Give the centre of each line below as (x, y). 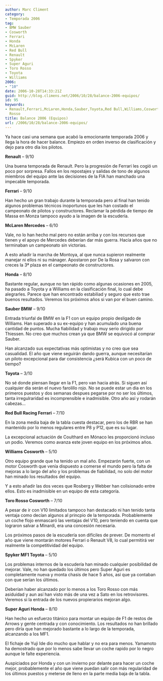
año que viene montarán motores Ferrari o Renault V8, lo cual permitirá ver (80, 540)
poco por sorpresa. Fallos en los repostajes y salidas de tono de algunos (78, 171)
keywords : (15, 105)
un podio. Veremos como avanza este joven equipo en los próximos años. (79, 442)
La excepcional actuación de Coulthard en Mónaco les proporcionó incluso (80, 437)
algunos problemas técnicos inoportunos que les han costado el (69, 206)
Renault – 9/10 (20, 156)
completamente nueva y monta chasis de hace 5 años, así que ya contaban (81, 574)
